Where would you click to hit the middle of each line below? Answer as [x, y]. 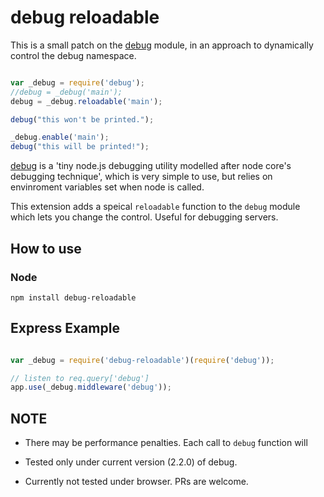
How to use [46, 248]
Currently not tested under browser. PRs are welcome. [136, 482]
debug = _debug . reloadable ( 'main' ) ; [86, 101]
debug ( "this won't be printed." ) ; [82, 119]
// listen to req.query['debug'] [80, 378]
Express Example [65, 328]
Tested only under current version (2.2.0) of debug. [131, 462]
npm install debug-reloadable [73, 297]
